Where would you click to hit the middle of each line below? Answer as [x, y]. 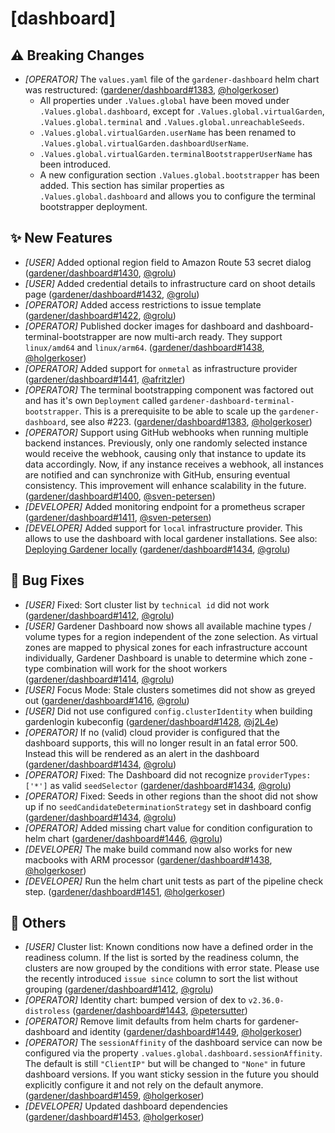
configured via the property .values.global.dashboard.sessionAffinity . [173, 1053]
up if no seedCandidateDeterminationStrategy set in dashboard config [168, 806]
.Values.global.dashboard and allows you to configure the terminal [178, 196]
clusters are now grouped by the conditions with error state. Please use [172, 968]
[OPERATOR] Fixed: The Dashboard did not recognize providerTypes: [168, 774]
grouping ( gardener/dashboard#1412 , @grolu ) [119, 989]
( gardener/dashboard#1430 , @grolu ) [100, 273]
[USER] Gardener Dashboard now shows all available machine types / [168, 626]
